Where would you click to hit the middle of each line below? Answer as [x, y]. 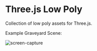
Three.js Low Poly [44, 9]
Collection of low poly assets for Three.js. [49, 23]
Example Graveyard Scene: [34, 33]
